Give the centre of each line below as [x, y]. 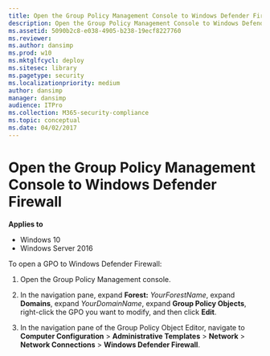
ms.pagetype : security [46, 76]
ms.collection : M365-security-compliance [79, 113]
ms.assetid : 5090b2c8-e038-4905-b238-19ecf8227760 [95, 31]
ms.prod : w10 [30, 53]
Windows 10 [40, 239]
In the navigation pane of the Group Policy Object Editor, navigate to [132, 327]
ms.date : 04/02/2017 [43, 128]
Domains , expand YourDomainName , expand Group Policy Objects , [133, 303]
